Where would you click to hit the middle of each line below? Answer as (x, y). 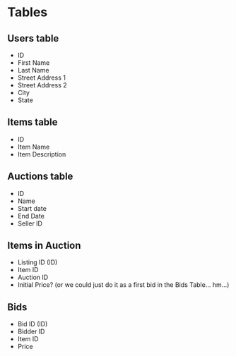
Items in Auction (44, 246)
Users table (33, 38)
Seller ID (30, 223)
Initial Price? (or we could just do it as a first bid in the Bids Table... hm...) (123, 285)
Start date (32, 208)
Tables (28, 12)
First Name (34, 63)
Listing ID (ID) (37, 262)
